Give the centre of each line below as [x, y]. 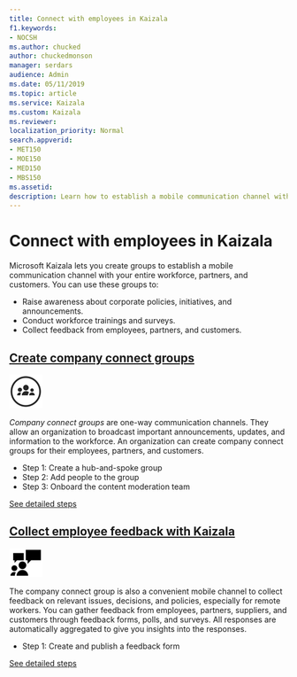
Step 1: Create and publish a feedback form [101, 646]
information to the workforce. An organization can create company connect [147, 441]
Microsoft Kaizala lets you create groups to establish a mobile [122, 266]
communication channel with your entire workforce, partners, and [129, 276]
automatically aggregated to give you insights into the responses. [128, 628]
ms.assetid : [31, 187]
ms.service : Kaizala [47, 103]
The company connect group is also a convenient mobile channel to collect [146, 591]
